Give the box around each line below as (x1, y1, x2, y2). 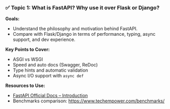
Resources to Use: (5, 82, 45, 89)
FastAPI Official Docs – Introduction (12, 93, 88, 99)
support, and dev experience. (12, 36, 75, 42)
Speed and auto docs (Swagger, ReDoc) (12, 62, 98, 68)
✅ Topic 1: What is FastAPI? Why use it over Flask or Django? (5, 4, 160, 11)
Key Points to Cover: (5, 47, 50, 53)
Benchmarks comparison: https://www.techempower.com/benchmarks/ (12, 98, 165, 104)
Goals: (5, 16, 20, 22)
